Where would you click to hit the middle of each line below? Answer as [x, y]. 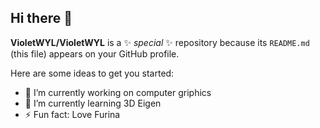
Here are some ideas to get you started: [92, 73]
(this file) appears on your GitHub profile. [95, 53]
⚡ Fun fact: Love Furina [72, 114]
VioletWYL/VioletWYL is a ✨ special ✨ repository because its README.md [160, 42]
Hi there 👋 [41, 18]
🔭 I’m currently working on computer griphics [118, 92]
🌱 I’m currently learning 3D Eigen [93, 103]
